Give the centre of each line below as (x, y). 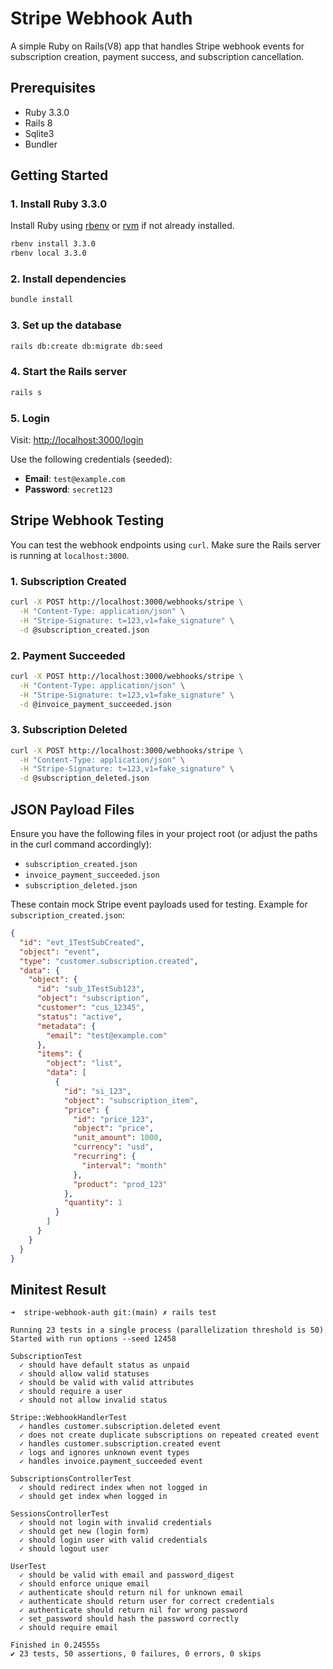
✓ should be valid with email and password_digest (127, 1575)
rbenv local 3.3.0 (48, 253)
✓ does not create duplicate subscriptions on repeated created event (169, 1435)
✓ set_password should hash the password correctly (129, 1619)
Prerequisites (53, 88)
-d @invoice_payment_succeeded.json (95, 704)
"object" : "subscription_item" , (131, 1100)
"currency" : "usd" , (114, 1147)
